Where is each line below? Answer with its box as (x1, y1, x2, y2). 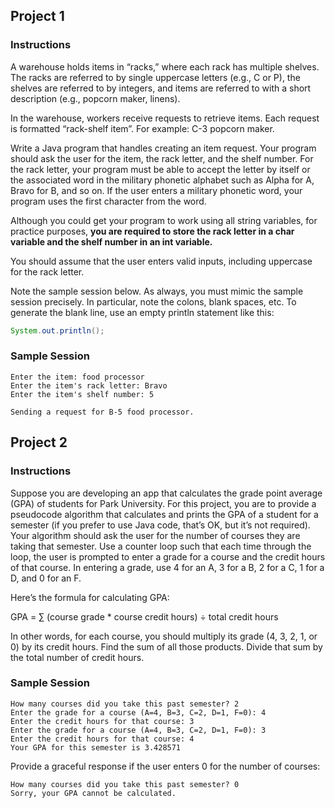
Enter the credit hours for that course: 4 (10, 734, 195, 744)
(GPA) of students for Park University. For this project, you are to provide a (10, 497, 317, 509)
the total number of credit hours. (10, 651, 145, 663)
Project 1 (10, 8, 65, 25)
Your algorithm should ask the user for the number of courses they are (10, 529, 301, 541)
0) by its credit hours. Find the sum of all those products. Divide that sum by (10, 640, 323, 653)
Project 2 (10, 434, 68, 451)
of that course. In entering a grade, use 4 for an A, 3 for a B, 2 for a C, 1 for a (10, 561, 325, 573)
